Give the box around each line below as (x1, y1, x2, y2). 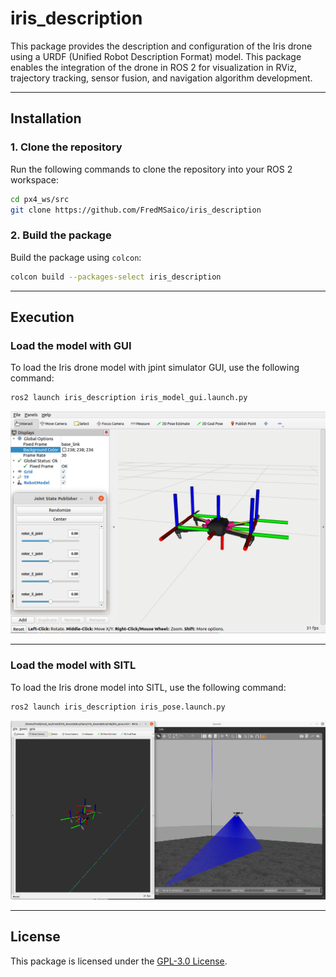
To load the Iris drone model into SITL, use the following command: (10, 681, 287, 693)
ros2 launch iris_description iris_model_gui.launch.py (10, 393, 248, 403)
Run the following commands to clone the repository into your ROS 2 (10, 163, 293, 175)
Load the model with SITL (10, 658, 137, 672)
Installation (10, 110, 82, 127)
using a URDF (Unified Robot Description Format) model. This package (10, 50, 302, 62)
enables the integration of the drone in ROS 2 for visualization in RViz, (10, 61, 298, 73)
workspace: (10, 173, 59, 186)
